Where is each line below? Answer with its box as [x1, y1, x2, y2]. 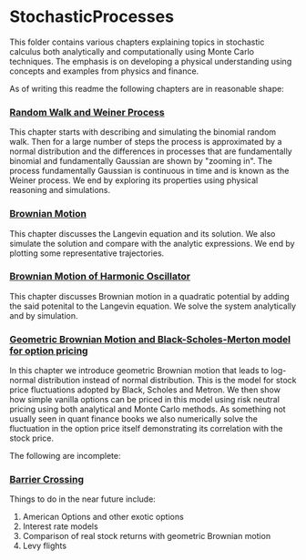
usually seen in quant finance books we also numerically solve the [9, 413, 258, 424]
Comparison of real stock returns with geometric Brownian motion [22, 531, 271, 542]
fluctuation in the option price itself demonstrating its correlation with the [9, 423, 283, 434]
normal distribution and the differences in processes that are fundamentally [9, 146, 293, 157]
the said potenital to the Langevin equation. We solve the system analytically [9, 300, 297, 311]
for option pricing [9, 344, 88, 357]
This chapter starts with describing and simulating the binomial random [9, 127, 277, 137]
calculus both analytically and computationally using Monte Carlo [9, 46, 255, 56]
